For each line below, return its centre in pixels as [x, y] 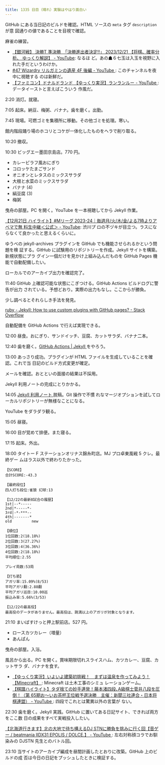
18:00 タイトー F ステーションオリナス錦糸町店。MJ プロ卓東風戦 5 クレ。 [81, 453]
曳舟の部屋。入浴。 [25, 649]
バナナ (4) [22, 187]
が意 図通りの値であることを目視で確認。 [47, 31]
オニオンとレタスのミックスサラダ [47, 175]
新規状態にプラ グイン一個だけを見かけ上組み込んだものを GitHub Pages [79, 256]
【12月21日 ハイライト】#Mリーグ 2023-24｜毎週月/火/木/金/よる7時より [79, 220]
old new [22, 521]
